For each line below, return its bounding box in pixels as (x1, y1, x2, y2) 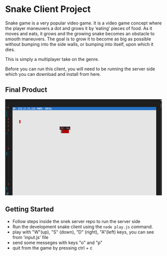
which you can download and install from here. (5, 71, 101, 77)
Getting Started (5, 205, 54, 214)
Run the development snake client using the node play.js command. (12, 224, 153, 230)
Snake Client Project (5, 3, 91, 15)
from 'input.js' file (12, 234, 49, 240)
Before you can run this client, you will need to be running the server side (5, 66, 156, 72)
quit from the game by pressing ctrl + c (12, 245, 93, 251)
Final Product (5, 86, 47, 94)
